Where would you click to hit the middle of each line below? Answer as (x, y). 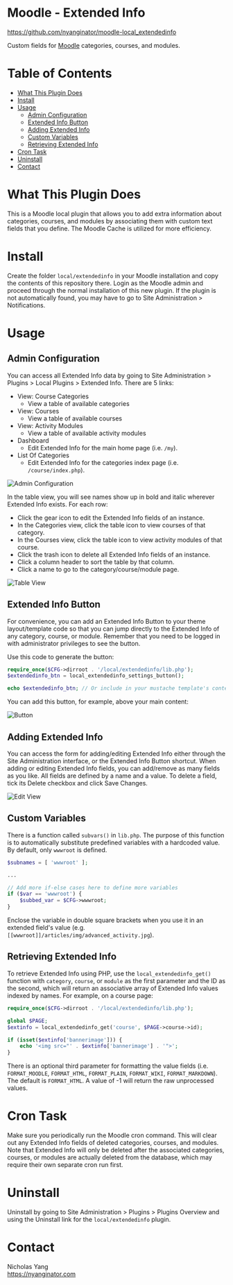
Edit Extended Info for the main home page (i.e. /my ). (103, 448)
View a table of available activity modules (87, 433)
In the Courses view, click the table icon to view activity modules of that (120, 540)
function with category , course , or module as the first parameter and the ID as (116, 980)
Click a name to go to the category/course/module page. (98, 569)
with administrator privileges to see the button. (74, 643)
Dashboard (33, 440)
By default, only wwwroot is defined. (57, 850)
